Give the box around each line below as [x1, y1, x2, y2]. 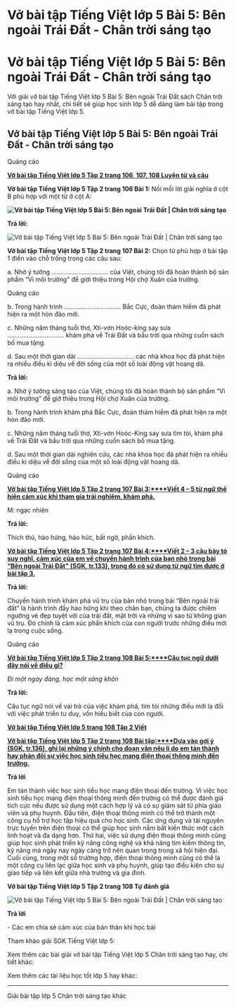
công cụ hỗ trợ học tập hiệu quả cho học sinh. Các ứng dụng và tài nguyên [7, 816, 224, 824]
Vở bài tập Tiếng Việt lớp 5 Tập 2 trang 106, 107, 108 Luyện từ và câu [7, 171, 209, 179]
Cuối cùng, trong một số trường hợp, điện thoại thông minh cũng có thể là [7, 853, 221, 861]
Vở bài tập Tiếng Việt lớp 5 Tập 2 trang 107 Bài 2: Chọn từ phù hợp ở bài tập [7, 246, 228, 255]
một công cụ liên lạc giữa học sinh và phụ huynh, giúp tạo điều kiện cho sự [7, 861, 225, 869]
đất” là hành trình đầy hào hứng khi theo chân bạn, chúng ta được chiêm [7, 603, 216, 612]
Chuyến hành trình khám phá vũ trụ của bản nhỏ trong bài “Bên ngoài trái [7, 596, 219, 605]
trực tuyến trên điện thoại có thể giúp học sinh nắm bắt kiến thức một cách [7, 823, 224, 832]
